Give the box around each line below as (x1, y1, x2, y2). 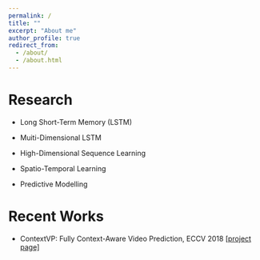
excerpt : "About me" (8, 26, 78, 34)
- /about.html (15, 57, 62, 65)
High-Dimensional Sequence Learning (19, 148, 146, 158)
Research (8, 91, 74, 109)
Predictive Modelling (19, 179, 88, 189)
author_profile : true (8, 34, 81, 42)
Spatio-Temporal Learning (19, 163, 106, 173)
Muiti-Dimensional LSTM (19, 133, 102, 142)
